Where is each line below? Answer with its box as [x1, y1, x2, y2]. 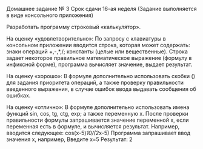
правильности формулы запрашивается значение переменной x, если [6, 116, 189, 124]
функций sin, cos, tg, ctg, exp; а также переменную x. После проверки [6, 110, 188, 117]
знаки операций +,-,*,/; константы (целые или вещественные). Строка [6, 48, 188, 55]
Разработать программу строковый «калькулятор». [6, 24, 141, 30]
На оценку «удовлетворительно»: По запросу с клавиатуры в [6, 35, 166, 42]
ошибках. [6, 92, 31, 99]
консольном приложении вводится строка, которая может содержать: [6, 42, 190, 48]
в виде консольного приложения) [6, 12, 94, 19]
